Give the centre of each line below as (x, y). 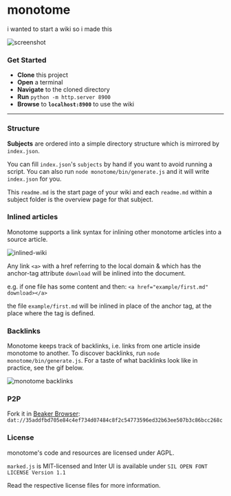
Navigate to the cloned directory (63, 90)
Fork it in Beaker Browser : (44, 414)
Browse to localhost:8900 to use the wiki (76, 104)
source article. (27, 239)
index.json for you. (34, 179)
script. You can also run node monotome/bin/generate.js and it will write (108, 171)
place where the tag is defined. (51, 313)
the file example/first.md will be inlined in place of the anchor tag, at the (109, 306)
